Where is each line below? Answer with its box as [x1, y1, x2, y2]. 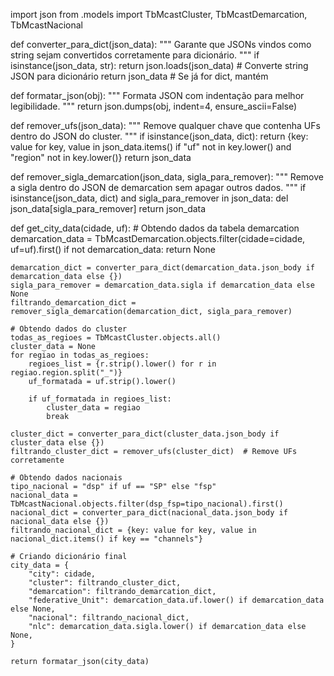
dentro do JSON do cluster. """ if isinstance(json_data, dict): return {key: [10, 130, 309, 142]
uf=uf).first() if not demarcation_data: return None [10, 244, 216, 255]
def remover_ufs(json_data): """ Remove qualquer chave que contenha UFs [10, 120, 321, 131]
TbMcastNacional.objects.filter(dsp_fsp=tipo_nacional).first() [10, 499, 284, 509]
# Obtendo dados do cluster [10, 324, 128, 334]
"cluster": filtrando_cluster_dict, [28, 578, 182, 588]
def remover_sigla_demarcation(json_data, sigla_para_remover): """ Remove [10, 171, 324, 183]
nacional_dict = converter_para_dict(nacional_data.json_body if [10, 508, 288, 518]
